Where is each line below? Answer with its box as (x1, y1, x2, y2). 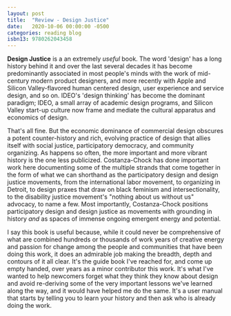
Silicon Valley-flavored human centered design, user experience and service (7, 84, 224, 92)
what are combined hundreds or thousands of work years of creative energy (7, 235, 224, 244)
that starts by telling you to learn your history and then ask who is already (7, 294, 216, 302)
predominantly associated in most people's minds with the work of (7, 70, 197, 78)
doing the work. (7, 302, 52, 310)
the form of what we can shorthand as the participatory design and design (7, 170, 219, 179)
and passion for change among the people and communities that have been (7, 243, 222, 251)
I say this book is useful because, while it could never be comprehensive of (7, 228, 221, 237)
